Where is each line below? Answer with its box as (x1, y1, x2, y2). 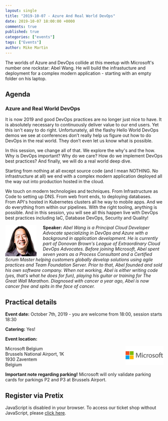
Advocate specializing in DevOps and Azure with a (43, 230, 148, 236)
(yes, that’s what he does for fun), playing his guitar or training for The (5, 272, 151, 278)
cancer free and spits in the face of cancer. (5, 284, 95, 290)
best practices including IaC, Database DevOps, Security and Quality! (5, 215, 149, 221)
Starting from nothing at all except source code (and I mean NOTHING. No (5, 168, 158, 174)
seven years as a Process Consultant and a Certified (43, 251, 152, 257)
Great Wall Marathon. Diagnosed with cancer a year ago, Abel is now (5, 278, 149, 284)
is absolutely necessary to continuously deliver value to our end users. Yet (5, 122, 159, 128)
